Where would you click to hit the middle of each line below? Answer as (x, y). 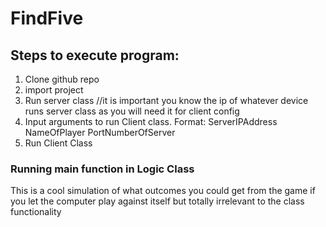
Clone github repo (62, 79)
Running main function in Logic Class (102, 169)
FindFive (47, 18)
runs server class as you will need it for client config (132, 111)
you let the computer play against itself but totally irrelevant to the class (157, 201)
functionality (36, 212)
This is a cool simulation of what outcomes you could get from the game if (163, 191)
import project (54, 90)
